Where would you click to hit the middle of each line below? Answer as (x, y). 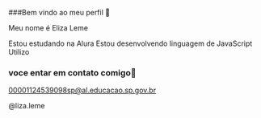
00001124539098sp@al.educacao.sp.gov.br (82, 90)
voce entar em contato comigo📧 (72, 72)
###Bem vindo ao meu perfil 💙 (59, 12)
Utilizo (19, 52)
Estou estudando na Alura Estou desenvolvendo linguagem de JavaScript (130, 43)
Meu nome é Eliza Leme (48, 28)
